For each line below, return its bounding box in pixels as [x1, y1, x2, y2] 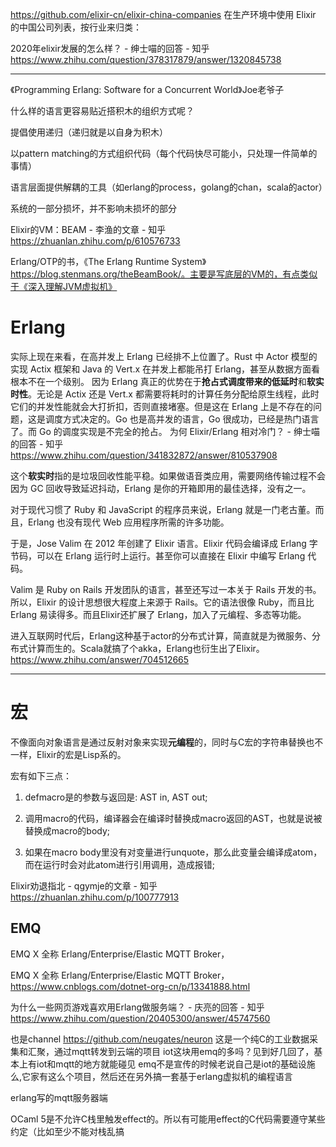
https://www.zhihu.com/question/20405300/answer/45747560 [10, 1012, 271, 1024]
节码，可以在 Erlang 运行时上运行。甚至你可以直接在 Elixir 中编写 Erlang [10, 549, 306, 562]
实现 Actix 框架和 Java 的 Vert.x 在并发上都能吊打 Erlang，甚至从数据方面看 [10, 363, 321, 375]
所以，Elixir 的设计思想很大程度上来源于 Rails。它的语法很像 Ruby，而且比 [10, 596, 315, 608]
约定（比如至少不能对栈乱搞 [10, 1125, 125, 1137]
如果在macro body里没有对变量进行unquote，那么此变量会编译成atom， [24, 846, 323, 858]
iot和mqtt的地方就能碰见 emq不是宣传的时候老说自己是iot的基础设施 [36, 1058, 316, 1070]
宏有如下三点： [10, 769, 72, 782]
